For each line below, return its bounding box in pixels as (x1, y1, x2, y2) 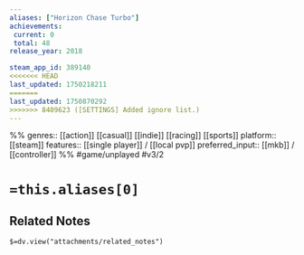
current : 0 (13, 30, 54, 39)
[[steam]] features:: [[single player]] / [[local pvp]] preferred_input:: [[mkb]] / (9, 139, 295, 150)
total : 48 (13, 38, 51, 48)
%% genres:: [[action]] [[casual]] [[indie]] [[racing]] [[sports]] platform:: (9, 130, 277, 141)
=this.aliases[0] (9, 181, 140, 198)
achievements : (9, 22, 63, 31)
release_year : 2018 (9, 47, 83, 56)
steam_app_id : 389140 (9, 63, 91, 72)
